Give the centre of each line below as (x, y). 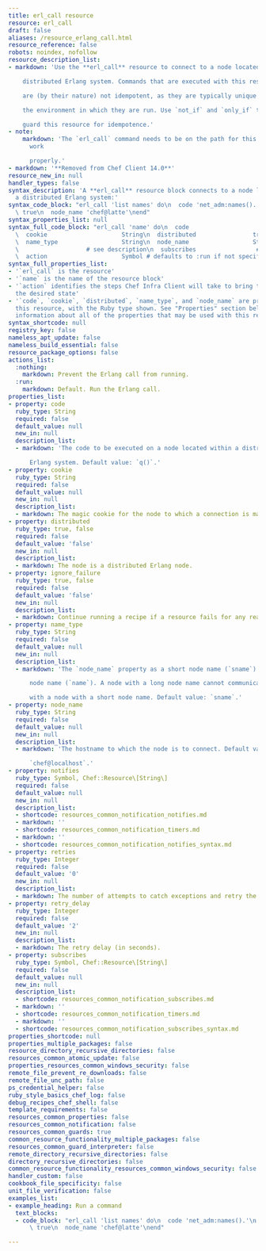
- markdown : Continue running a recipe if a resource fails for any (131, 618)
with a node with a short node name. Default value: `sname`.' (136, 698)
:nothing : (31, 367)
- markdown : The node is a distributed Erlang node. (104, 566)
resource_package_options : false (63, 352)
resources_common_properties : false (68, 1117)
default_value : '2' (47, 926)
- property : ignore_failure (55, 573)
